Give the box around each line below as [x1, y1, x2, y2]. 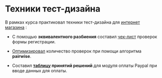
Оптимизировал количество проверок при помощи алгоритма [12, 48, 142, 54]
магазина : [5, 24, 27, 30]
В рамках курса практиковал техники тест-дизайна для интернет [5, 19, 140, 25]
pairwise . [12, 53, 31, 59]
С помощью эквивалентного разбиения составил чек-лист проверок [12, 34, 157, 39]
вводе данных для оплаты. [12, 67, 68, 73]
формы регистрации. [12, 39, 56, 44]
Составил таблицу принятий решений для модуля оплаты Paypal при [12, 63, 157, 68]
